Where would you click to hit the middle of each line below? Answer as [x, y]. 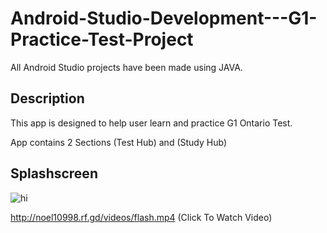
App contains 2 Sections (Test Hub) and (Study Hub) [118, 142]
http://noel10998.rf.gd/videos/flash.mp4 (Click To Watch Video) [141, 217]
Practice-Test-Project [102, 39]
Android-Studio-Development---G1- [164, 18]
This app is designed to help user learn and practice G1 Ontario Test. [151, 123]
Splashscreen [54, 173]
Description [47, 98]
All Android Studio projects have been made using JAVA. [126, 67]
